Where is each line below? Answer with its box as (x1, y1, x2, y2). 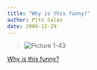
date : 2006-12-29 (7, 23, 57, 30)
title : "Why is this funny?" (7, 10, 91, 17)
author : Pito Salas (7, 16, 63, 23)
